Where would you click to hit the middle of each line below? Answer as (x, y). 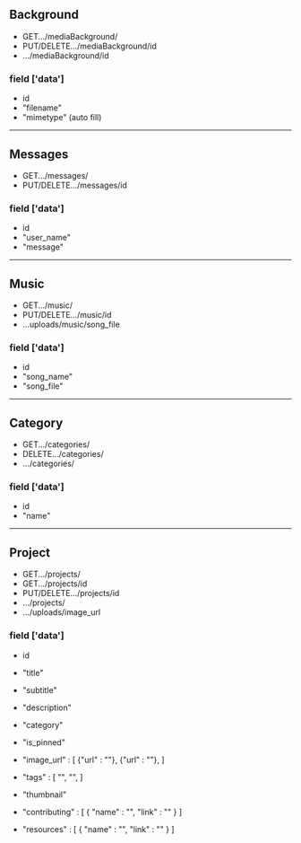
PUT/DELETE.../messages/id (75, 185)
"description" (47, 707)
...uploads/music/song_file (71, 325)
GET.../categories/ (56, 444)
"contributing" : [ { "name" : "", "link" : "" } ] (102, 812)
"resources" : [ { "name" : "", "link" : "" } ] (98, 829)
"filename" (42, 108)
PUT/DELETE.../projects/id (71, 593)
